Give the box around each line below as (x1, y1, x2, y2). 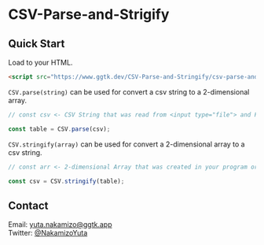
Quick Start (8, 37, 65, 50)
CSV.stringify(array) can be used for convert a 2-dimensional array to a (8, 139, 245, 149)
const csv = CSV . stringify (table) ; (8, 177, 125, 185)
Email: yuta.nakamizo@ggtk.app (8, 220, 112, 229)
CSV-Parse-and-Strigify (8, 6, 170, 24)
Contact (8, 199, 49, 212)
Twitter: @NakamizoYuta (8, 228, 88, 238)
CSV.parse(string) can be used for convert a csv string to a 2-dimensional (8, 87, 250, 96)
